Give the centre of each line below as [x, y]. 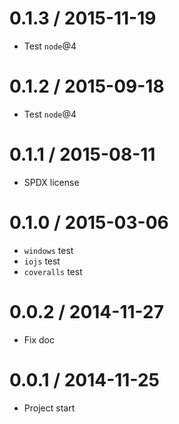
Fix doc [39, 339]
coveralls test [53, 271]
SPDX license [51, 182]
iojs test [42, 261]
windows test [48, 250]
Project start [49, 408]
